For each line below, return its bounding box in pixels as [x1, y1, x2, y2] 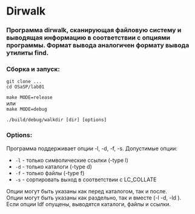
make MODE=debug [6, 106, 47, 113]
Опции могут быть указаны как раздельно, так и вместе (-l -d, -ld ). [6, 194, 182, 201]
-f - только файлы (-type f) [15, 169, 85, 176]
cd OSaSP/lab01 [6, 84, 45, 90]
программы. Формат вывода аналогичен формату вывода [6, 41, 190, 50]
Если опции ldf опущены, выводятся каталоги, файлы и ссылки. [6, 200, 171, 207]
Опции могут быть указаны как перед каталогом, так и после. [6, 187, 168, 195]
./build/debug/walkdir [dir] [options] [6, 117, 107, 123]
